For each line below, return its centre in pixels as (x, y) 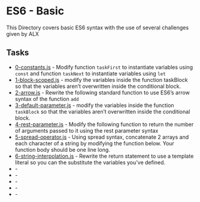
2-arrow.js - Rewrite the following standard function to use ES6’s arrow (102, 92)
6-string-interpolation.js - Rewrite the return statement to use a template (104, 156)
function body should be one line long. (63, 149)
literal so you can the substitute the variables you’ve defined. (90, 162)
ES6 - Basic (35, 11)
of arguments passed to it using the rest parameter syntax (87, 130)
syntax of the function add (47, 99)
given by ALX (23, 33)
